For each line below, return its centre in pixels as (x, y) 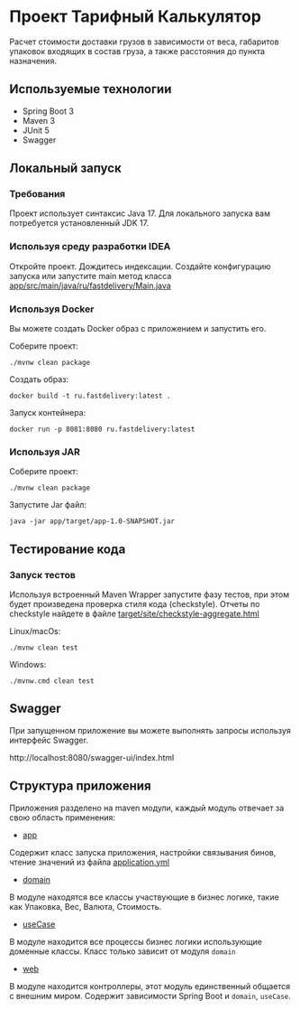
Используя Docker (52, 309)
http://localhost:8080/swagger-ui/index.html (92, 757)
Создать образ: (39, 379)
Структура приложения (80, 786)
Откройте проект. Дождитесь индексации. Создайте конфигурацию (141, 266)
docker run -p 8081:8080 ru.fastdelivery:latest (102, 430)
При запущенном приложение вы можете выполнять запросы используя (150, 730)
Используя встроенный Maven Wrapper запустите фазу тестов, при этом (150, 594)
